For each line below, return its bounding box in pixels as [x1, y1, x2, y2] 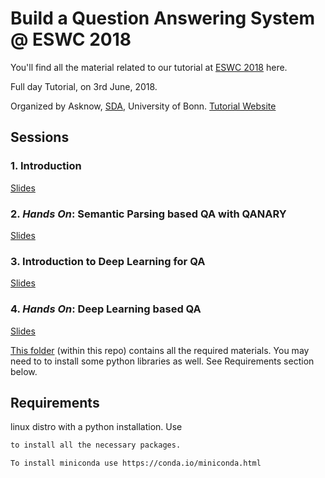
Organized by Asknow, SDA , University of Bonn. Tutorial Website [10, 100, 277, 112]
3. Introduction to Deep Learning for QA [10, 254, 206, 268]
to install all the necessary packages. [10, 440, 182, 451]
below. [10, 365, 38, 377]
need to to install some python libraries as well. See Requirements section [10, 355, 315, 367]
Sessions [10, 129, 70, 146]
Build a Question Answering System [10, 7, 315, 30]
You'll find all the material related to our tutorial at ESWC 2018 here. [10, 61, 288, 73]
